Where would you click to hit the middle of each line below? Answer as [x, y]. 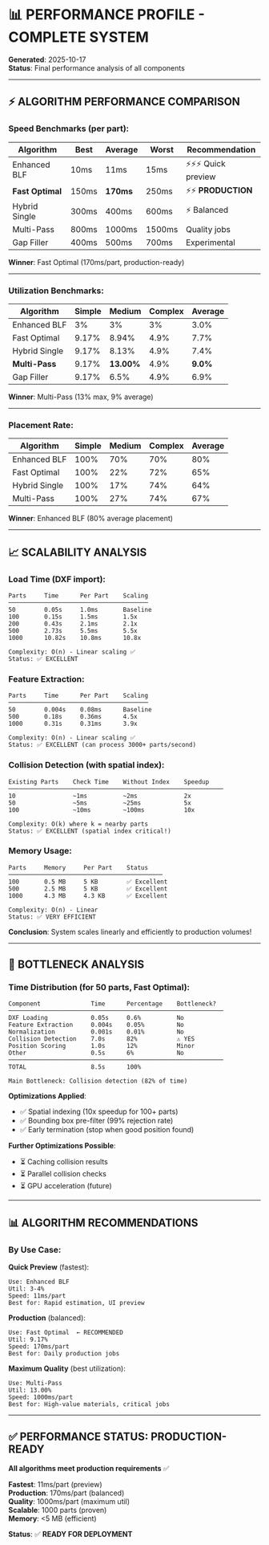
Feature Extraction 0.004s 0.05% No [96, 1025]
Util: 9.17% [28, 1340]
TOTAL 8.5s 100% [75, 1067]
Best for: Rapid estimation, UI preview [77, 1303]
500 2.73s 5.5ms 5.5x [73, 630]
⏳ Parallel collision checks [63, 1174]
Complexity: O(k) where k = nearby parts [78, 824]
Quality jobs [208, 229]
